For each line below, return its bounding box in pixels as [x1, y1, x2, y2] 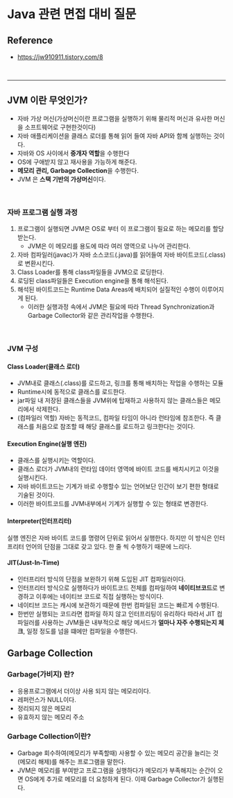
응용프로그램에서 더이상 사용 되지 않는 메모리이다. [17, 686, 151, 695]
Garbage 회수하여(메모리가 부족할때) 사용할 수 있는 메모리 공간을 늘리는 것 [17, 749, 219, 757]
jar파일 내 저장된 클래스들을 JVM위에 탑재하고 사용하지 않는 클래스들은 [17, 396, 208, 405]
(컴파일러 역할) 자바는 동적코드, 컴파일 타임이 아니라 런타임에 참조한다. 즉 [17, 414, 214, 422]
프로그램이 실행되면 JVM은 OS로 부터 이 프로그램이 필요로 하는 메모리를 [17, 225, 212, 233]
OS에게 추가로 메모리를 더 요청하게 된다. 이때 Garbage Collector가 [24, 774, 206, 783]
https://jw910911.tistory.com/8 [17, 53, 103, 61]
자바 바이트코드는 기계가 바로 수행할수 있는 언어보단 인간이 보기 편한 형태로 [17, 482, 220, 491]
